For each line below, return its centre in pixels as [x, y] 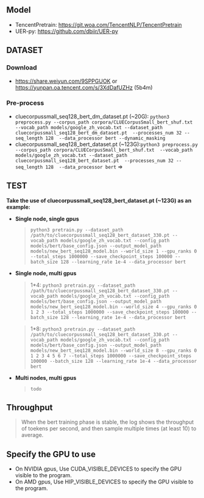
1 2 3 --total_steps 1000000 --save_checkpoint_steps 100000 [109, 312]
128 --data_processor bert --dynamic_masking [105, 138]
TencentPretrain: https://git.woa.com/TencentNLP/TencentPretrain [98, 24]
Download [22, 68]
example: [18, 207]
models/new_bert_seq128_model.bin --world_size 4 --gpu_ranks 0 [114, 307]
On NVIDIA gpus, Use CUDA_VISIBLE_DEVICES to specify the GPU [98, 469]
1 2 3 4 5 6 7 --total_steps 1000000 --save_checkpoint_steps [111, 356]
